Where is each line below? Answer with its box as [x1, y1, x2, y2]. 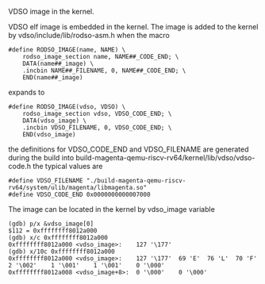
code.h [8, 162, 32, 171]
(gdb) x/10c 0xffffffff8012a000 [8, 248, 115, 255]
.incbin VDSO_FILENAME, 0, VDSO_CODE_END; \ [22, 124, 172, 132]
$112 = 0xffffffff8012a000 [8, 227, 98, 235]
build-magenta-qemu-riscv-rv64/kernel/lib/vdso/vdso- [75, 153, 255, 162]
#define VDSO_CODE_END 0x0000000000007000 [8, 190, 151, 198]
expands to [8, 87, 45, 97]
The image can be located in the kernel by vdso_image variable [8, 205, 216, 213]
